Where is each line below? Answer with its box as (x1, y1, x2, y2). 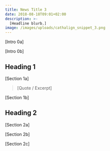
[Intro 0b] (5, 49, 24, 54)
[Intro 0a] (5, 39, 24, 45)
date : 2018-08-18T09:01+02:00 (5, 12, 67, 17)
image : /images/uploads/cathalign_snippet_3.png (5, 25, 106, 30)
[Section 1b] (5, 94, 29, 101)
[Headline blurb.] (9, 21, 47, 26)
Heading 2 (5, 109, 37, 117)
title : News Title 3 (5, 7, 47, 12)
